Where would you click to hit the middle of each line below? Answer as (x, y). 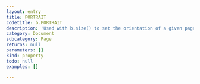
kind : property (25, 56)
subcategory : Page (29, 39)
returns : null (24, 45)
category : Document (30, 34)
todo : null (20, 61)
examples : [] (22, 67)
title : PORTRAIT (26, 17)
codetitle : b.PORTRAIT (34, 22)
